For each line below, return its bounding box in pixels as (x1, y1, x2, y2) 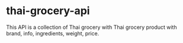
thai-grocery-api (6, 4, 90, 18)
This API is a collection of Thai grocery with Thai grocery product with (6, 24, 177, 31)
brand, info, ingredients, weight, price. (6, 29, 99, 37)
